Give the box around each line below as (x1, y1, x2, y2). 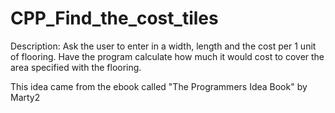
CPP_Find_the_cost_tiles (10, 7, 219, 30)
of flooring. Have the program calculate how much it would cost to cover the (10, 50, 325, 62)
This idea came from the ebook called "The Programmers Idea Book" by (10, 80, 308, 92)
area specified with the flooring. (10, 61, 142, 73)
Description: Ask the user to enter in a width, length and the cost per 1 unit (10, 40, 317, 52)
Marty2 (10, 91, 41, 103)
